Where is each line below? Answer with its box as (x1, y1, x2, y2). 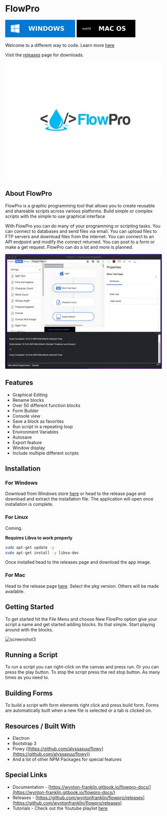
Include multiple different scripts (12, 450, 79, 456)
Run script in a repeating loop (12, 423, 73, 429)
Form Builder (12, 407, 39, 414)
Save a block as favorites (12, 418, 64, 424)
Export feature (12, 439, 42, 445)
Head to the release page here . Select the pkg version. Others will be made (5, 583, 159, 589)
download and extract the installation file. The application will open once (5, 496, 154, 502)
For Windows (5, 480, 38, 487)
